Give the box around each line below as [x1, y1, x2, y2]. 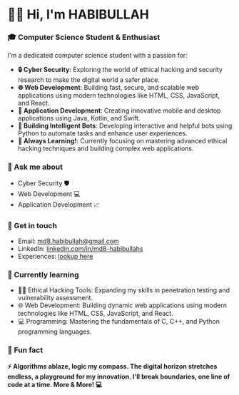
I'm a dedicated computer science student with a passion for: [7, 51, 188, 60]
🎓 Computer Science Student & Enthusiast [7, 32, 161, 42]
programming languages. [17, 327, 92, 336]
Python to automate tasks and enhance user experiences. [17, 129, 188, 138]
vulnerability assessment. [17, 294, 93, 302]
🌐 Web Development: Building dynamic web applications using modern [17, 301, 227, 309]
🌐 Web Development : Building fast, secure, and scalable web [17, 83, 200, 92]
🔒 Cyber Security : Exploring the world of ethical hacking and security [17, 66, 223, 74]
